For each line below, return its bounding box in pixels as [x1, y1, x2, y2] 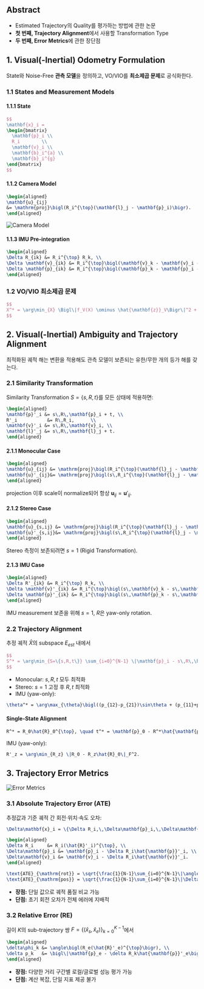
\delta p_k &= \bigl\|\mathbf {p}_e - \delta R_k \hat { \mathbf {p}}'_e [6, 951, 189, 957]
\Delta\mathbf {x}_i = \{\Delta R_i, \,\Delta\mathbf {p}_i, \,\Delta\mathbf [6, 826, 197, 832]
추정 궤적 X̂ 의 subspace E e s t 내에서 [6, 639, 91, 648]
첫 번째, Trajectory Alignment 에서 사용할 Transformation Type [15, 29, 169, 36]
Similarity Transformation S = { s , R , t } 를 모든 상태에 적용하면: [6, 394, 154, 401]
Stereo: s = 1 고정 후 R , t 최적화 [15, 683, 90, 690]
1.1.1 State [6, 103, 32, 110]
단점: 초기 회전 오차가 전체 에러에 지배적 [15, 895, 110, 903]
